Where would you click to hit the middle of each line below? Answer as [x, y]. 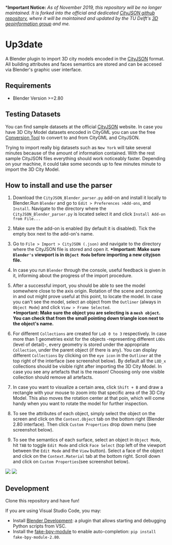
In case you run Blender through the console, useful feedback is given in [89, 270]
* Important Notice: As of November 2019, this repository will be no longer [84, 7]
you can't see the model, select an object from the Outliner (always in [87, 302]
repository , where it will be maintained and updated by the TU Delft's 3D [82, 18]
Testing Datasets [33, 114]
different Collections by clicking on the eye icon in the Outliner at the [87, 356]
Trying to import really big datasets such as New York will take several [78, 147]
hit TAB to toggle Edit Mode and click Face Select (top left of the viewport [89, 445]
